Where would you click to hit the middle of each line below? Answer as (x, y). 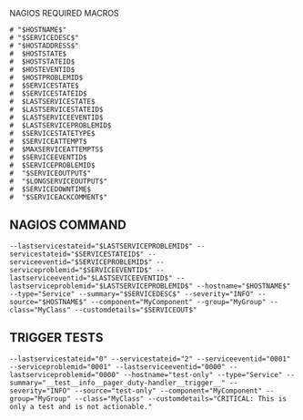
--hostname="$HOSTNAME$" (244, 286)
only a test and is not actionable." (81, 406)
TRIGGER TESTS (56, 338)
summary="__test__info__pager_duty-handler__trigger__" (117, 383)
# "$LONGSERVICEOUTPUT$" (58, 181)
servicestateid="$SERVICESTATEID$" (77, 254)
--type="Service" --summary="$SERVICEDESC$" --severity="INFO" (132, 294)
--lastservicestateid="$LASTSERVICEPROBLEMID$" (101, 246)
